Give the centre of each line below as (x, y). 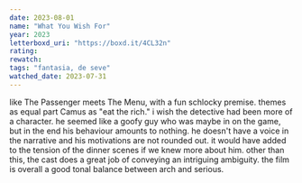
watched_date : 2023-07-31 (58, 77)
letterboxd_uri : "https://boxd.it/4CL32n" (90, 43)
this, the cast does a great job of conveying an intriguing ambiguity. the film (150, 160)
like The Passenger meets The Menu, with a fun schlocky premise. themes (148, 102)
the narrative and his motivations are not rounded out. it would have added (148, 140)
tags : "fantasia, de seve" (60, 69)
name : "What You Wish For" (60, 26)
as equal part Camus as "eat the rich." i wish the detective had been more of (151, 111)
